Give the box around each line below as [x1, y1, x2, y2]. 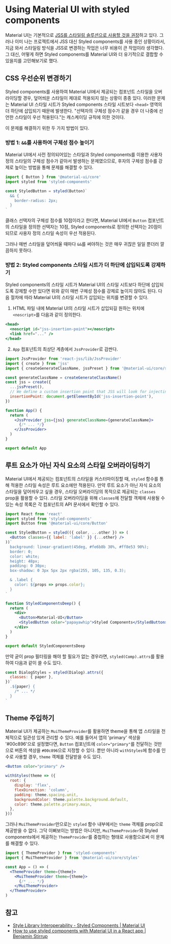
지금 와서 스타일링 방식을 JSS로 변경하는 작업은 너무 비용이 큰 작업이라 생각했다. [5, 44, 164, 51]
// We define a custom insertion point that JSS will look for [10, 389, 147, 395]
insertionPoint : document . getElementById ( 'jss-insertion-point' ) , [10, 394, 154, 399]
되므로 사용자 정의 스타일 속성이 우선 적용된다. [5, 230, 97, 236]
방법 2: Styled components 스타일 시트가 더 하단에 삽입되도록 [5, 262, 150, 269]
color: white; [10, 554, 40, 559]
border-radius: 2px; [14, 198, 58, 203]
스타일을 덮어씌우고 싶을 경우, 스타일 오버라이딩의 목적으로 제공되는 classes [5, 488, 156, 494]
